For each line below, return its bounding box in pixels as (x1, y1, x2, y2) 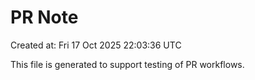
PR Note (10, 6, 79, 29)
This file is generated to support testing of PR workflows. (10, 58, 245, 70)
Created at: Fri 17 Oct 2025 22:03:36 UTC (10, 39, 182, 51)
